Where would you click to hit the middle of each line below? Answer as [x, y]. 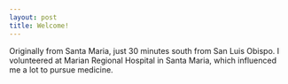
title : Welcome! [39, 26]
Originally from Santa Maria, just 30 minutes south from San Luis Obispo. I [144, 50]
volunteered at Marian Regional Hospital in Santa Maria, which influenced [143, 60]
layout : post [33, 17]
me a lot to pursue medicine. [61, 69]
